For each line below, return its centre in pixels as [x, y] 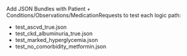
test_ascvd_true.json [41, 27]
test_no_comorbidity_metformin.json [61, 46]
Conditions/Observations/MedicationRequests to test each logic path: [94, 15]
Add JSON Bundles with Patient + [48, 9]
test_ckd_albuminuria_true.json [54, 33]
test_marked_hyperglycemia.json [57, 40]
